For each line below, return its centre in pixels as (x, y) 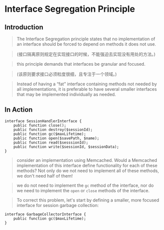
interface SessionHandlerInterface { (43, 121)
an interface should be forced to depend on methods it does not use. (86, 44)
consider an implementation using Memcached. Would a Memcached (87, 160)
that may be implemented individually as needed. (66, 94)
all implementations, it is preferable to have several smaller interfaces (87, 89)
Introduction (24, 27)
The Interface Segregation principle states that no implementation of (86, 39)
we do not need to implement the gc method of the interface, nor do (85, 185)
